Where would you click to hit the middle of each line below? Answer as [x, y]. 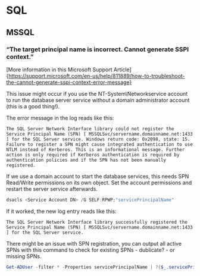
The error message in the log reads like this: [60, 118]
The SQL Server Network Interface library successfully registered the [97, 222]
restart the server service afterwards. [52, 189]
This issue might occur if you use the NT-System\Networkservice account [97, 93]
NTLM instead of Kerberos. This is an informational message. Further [96, 149]
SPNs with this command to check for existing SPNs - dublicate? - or [90, 250]
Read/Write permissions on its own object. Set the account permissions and [99, 183]
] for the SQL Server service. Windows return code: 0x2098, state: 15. [98, 139]
